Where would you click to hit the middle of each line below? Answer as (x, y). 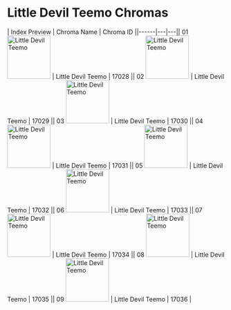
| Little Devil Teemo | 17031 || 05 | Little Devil (137, 165)
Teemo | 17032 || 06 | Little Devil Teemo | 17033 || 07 (105, 210)
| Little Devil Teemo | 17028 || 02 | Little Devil (138, 76)
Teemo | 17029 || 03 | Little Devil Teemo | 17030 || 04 (105, 121)
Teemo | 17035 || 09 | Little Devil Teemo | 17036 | (99, 299)
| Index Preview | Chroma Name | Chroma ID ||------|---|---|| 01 (98, 32)
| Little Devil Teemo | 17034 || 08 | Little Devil (138, 255)
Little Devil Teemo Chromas (88, 13)
